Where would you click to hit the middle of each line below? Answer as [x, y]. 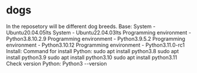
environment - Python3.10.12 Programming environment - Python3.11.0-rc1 [96, 45]
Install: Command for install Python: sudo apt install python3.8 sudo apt [93, 51]
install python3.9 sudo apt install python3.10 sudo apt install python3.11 [92, 57]
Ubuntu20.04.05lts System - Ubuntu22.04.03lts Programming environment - [98, 32]
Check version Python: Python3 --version [56, 63]
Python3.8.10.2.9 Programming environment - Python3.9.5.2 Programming [96, 39]
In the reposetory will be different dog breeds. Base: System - [81, 26]
